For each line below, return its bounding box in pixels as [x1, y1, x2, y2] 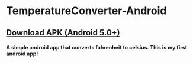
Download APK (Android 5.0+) [6, 28, 120, 38]
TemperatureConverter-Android [6, 4, 167, 18]
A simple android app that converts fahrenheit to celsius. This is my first [6, 44, 188, 51]
